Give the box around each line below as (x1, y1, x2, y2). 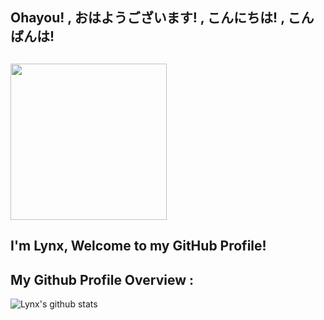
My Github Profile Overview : (10, 271, 194, 288)
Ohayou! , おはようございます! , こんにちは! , (10, 9, 285, 27)
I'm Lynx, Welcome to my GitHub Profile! (10, 238, 267, 255)
